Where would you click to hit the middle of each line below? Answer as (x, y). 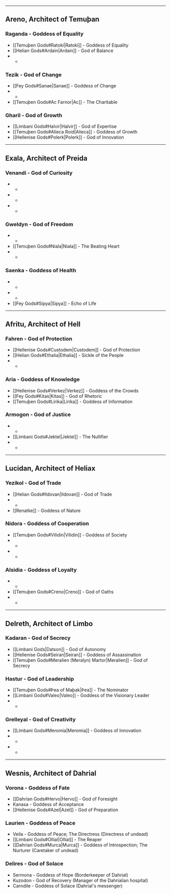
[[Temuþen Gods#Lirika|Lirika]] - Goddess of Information (73, 401)
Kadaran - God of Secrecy (38, 638)
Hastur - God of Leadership (40, 679)
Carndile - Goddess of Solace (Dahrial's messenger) (68, 886)
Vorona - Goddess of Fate (38, 788)
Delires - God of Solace (34, 864)
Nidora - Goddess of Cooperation (47, 524)
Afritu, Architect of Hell (43, 324)
